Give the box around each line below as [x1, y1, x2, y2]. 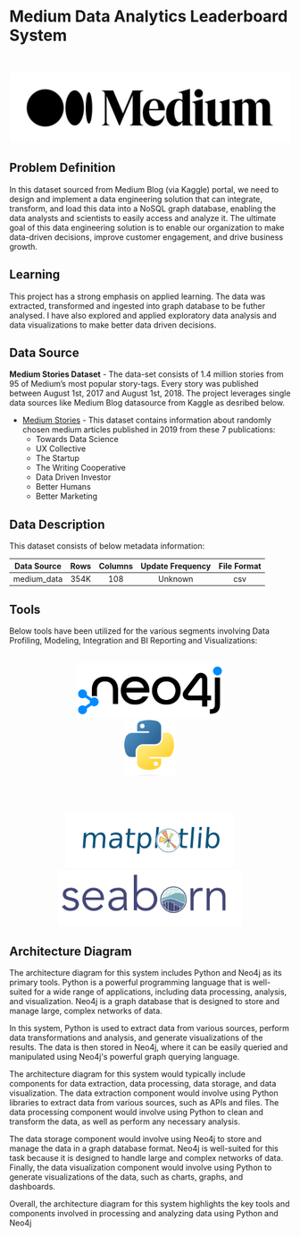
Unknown [157, 573, 194, 584]
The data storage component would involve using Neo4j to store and [9, 1134, 262, 1145]
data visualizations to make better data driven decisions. [9, 320, 217, 330]
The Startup [35, 453, 80, 464]
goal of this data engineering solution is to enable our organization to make [9, 222, 285, 233]
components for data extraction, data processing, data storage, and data [9, 1079, 277, 1089]
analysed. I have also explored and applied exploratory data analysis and [9, 310, 277, 320]
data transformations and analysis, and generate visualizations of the [9, 1032, 263, 1044]
